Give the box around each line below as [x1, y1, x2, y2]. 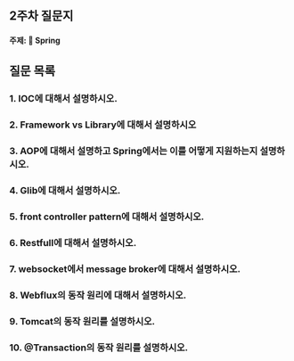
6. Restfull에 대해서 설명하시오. [9, 236, 137, 249]
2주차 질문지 [9, 8, 74, 24]
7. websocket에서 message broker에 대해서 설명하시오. [9, 262, 241, 275]
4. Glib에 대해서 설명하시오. [9, 185, 121, 197]
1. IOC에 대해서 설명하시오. [9, 93, 118, 105]
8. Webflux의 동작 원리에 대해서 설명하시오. [9, 289, 187, 301]
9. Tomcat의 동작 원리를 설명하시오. [9, 315, 156, 327]
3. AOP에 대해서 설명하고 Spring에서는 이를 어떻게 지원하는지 [9, 145, 258, 158]
